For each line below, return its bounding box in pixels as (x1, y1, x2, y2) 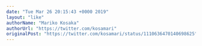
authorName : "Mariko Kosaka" (6, 20, 79, 26)
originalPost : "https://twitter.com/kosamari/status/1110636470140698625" (6, 31, 198, 37)
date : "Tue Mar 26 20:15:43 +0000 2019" (6, 8, 109, 15)
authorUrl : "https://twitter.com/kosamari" (6, 25, 117, 32)
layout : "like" (6, 14, 44, 20)
